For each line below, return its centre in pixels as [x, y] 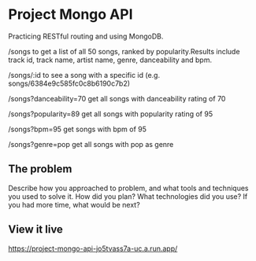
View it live [35, 230]
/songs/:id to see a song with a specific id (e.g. [84, 75]
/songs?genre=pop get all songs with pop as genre [91, 144]
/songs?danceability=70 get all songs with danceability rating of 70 [117, 98]
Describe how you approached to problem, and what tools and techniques [128, 188]
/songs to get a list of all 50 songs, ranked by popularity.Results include [124, 51]
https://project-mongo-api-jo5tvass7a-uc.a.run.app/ [93, 248]
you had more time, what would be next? [74, 204]
